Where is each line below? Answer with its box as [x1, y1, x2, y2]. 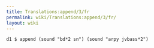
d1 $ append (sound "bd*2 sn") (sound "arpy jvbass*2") [6, 37, 149, 43]
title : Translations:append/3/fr [6, 8, 90, 15]
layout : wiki [6, 20, 39, 26]
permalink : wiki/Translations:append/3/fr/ [6, 14, 117, 20]
